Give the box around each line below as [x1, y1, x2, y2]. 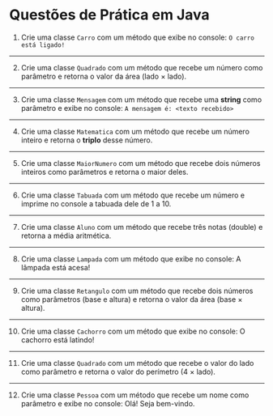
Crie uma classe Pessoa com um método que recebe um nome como [20, 390, 250, 400]
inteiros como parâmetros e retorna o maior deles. [20, 167, 189, 176]
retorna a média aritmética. [20, 231, 112, 240]
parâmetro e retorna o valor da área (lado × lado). [20, 71, 187, 81]
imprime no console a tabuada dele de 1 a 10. [20, 198, 172, 208]
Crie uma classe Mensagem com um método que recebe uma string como [20, 95, 262, 104]
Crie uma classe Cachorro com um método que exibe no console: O [20, 326, 245, 336]
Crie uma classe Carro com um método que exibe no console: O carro [20, 32, 254, 42]
